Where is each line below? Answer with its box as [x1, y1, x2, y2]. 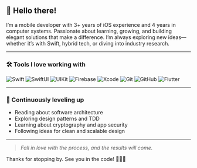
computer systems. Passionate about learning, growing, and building [6, 27, 172, 34]
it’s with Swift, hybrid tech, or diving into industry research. [27, 40, 170, 47]
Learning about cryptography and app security [14, 121, 128, 128]
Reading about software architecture [14, 109, 104, 116]
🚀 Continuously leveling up [6, 96, 84, 104]
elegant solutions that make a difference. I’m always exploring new [6, 33, 167, 41]
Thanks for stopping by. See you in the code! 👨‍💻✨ [6, 156, 126, 163]
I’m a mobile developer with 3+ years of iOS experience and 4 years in [6, 21, 176, 28]
